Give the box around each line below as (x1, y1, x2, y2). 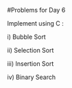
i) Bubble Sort (7, 33, 46, 41)
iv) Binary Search (7, 73, 56, 81)
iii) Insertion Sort (7, 60, 54, 68)
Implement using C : (7, 19, 64, 27)
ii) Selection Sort (7, 46, 54, 54)
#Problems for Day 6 (7, 6, 66, 14)
